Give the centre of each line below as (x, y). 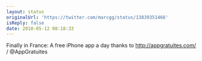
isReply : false (25, 23)
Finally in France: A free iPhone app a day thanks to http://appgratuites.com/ (101, 45)
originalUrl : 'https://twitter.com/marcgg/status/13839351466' (87, 17)
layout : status (25, 12)
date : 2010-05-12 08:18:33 (40, 28)
